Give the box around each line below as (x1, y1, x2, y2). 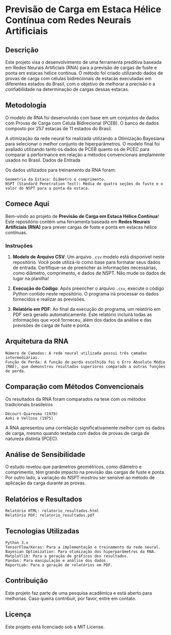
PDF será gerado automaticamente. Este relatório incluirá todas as (12, 311, 152, 317)
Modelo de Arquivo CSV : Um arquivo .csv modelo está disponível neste (12, 254, 165, 260)
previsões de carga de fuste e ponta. (12, 322, 90, 328)
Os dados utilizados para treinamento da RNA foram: (5, 167, 116, 173)
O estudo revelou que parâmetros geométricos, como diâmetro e (5, 463, 142, 470)
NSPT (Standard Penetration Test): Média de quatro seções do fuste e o (5, 181, 163, 186)
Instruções (5, 242, 33, 249)
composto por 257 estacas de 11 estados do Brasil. (5, 125, 112, 131)
